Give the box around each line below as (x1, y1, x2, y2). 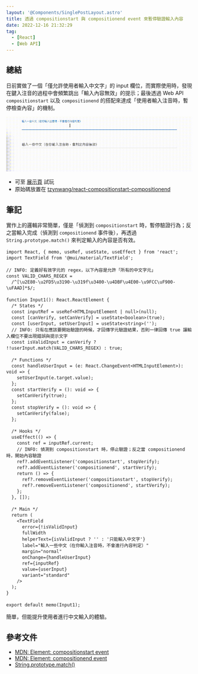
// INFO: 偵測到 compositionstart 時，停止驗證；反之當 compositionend (17, 447, 185, 453)
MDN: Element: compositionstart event (14, 648, 109, 656)
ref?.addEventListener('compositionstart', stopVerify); (17, 459, 160, 465)
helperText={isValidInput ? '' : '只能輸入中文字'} (21, 536, 146, 543)
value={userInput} (21, 567, 67, 572)
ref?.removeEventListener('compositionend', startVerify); (21, 483, 170, 489)
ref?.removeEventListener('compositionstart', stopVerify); (21, 477, 173, 483)
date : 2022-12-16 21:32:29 (6, 22, 73, 28)
